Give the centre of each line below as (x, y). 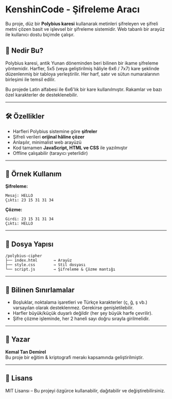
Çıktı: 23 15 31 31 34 (29, 200)
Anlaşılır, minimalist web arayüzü (47, 142)
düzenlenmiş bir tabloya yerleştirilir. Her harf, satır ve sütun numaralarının (82, 74)
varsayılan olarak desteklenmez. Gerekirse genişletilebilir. (73, 308)
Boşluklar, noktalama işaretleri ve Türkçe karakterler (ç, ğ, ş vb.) (80, 302)
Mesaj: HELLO (19, 196)
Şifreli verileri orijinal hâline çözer (48, 136)
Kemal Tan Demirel (26, 352)
